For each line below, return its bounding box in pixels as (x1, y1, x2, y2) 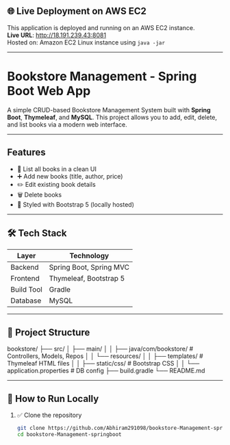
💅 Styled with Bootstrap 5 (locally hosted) (16, 200, 135, 208)
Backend (10, 263, 39, 272)
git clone (16, 424, 46, 431)
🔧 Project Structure (7, 327, 90, 338)
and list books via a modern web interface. (7, 120, 128, 129)
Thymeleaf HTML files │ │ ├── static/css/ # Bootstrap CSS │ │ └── (7, 359, 200, 368)
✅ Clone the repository (16, 411, 82, 419)
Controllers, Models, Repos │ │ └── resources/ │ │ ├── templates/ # (7, 352, 203, 360)
